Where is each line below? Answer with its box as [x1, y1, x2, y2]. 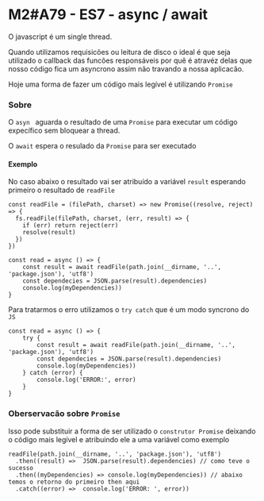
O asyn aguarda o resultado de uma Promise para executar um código [8, 118, 238, 127]
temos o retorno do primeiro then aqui [8, 478, 140, 486]
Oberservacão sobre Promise [8, 408, 121, 419]
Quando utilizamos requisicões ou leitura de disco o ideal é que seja [8, 47, 231, 56]
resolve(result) [22, 229, 77, 237]
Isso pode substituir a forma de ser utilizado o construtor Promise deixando [8, 426, 256, 436]
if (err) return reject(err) [22, 222, 119, 229]
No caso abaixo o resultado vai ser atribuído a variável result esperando [8, 177, 246, 187]
